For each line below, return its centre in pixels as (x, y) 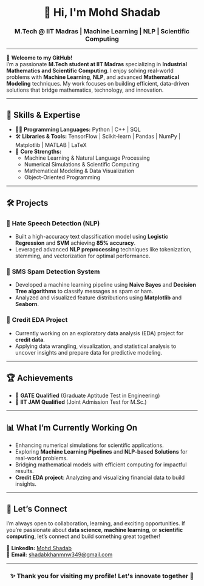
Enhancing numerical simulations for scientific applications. (89, 445)
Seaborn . (27, 304)
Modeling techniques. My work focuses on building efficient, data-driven (98, 84)
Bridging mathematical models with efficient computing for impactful (101, 465)
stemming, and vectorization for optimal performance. (83, 256)
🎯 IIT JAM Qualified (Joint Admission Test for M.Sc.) (81, 402)
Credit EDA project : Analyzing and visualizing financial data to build (100, 478)
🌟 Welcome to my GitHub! (39, 58)
